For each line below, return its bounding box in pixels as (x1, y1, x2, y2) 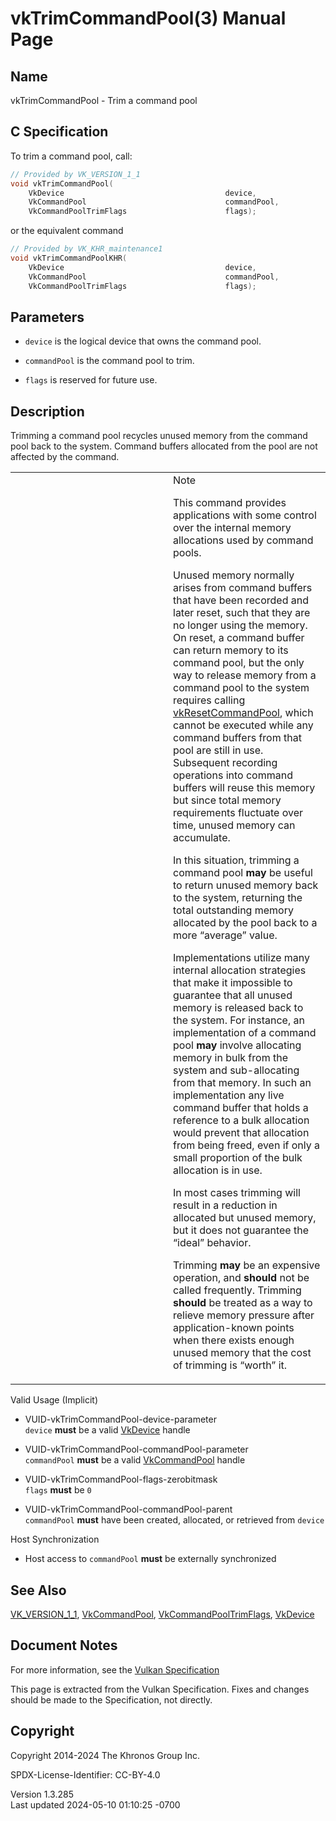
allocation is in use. (173, 1163, 263, 1177)
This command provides (173, 496, 287, 510)
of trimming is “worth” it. (173, 1358, 288, 1372)
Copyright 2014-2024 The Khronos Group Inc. (10, 1749, 200, 1761)
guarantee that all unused (173, 988, 293, 1002)
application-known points (173, 1321, 295, 1335)
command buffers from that (173, 731, 302, 745)
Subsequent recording (173, 756, 278, 770)
